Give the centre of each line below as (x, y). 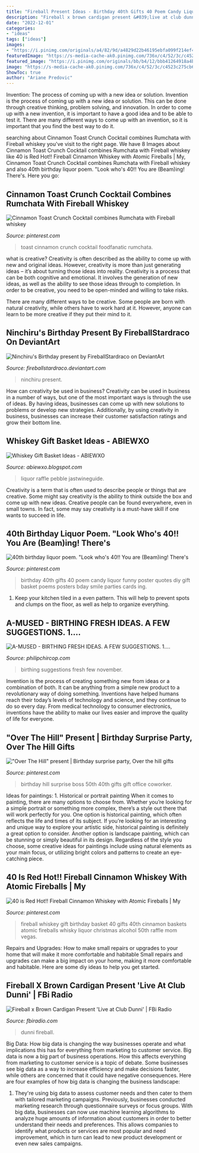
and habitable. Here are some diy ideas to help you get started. (83, 967)
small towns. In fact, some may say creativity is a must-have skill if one (93, 509)
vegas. (29, 936)
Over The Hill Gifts (41, 747)
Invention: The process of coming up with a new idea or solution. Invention (97, 95)
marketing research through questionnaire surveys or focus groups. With (104, 1106)
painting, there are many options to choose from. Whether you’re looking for (99, 802)
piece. (36, 859)
